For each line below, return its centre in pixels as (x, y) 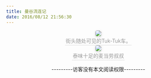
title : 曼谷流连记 (26, 11)
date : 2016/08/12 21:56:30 (39, 17)
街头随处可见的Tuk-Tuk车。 (98, 41)
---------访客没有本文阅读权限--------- (98, 69)
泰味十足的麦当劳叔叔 (98, 55)
